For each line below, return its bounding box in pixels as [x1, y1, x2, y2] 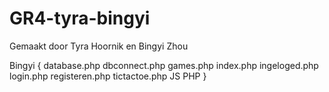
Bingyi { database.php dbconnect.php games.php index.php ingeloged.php [9, 59, 319, 71]
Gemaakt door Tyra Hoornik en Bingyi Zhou [9, 40, 189, 52]
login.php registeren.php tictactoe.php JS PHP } [9, 70, 207, 82]
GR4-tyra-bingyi [9, 7, 151, 30]
